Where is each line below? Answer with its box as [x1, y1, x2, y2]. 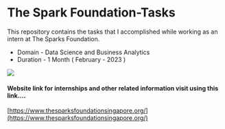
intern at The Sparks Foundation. [7, 34, 100, 43]
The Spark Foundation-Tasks [7, 5, 176, 21]
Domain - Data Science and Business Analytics [16, 48, 150, 56]
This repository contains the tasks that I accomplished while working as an [7, 27, 218, 36]
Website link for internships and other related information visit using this [7, 84, 219, 92]
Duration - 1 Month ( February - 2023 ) [16, 55, 126, 63]
